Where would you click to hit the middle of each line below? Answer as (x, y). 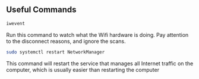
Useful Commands (41, 10)
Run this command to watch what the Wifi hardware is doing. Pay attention (97, 34)
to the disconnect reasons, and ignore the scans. (66, 41)
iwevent (16, 23)
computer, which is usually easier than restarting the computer (83, 69)
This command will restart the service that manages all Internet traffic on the (100, 63)
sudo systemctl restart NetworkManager (56, 52)
